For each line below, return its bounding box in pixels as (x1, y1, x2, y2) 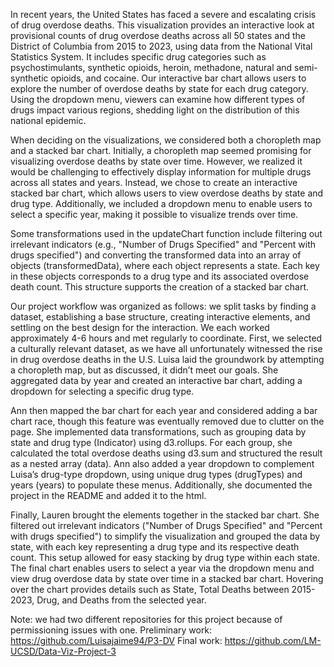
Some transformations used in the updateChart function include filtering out (10, 228, 323, 239)
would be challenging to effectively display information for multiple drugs (10, 166, 312, 178)
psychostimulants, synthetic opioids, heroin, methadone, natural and (10, 62, 293, 73)
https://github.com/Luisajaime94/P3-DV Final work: (10, 635, 223, 646)
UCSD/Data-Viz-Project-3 (10, 645, 117, 657)
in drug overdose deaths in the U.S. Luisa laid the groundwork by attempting (10, 354, 325, 365)
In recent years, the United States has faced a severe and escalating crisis (10, 9, 317, 20)
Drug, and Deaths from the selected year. (36, 594, 207, 606)
